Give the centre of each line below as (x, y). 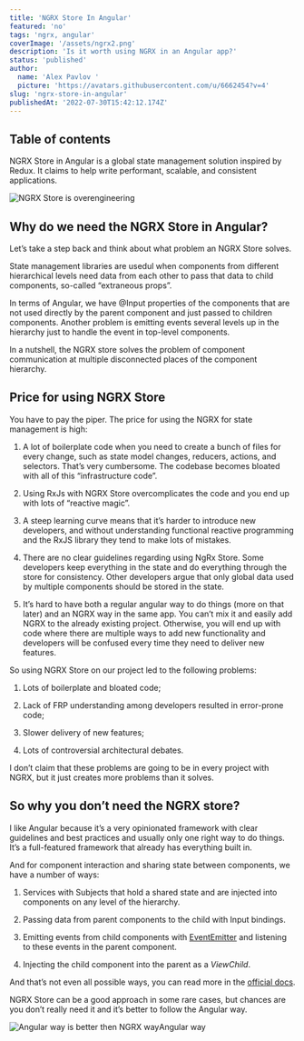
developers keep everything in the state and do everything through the (155, 567)
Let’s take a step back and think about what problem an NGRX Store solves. (151, 248)
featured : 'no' (38, 26)
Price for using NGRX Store (88, 398)
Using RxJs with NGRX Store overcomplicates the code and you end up (156, 493)
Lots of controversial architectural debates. (103, 750)
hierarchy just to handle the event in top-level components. (120, 332)
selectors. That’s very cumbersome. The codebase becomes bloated (151, 465)
